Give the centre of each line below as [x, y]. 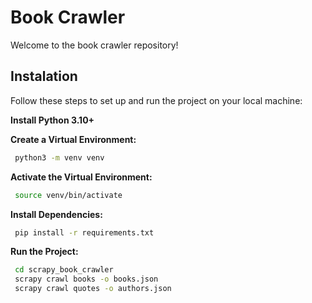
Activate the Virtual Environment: [81, 177]
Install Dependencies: [56, 214]
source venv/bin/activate [68, 195]
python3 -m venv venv [59, 157]
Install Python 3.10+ [52, 120]
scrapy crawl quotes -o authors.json [93, 289]
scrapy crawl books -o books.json [86, 279]
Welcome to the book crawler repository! [94, 45]
